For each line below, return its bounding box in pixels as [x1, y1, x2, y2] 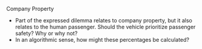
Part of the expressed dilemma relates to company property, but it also [15, 17, 193, 24]
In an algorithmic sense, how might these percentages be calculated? [15, 36, 190, 43]
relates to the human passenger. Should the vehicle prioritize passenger [15, 24, 196, 30]
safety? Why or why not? [15, 30, 78, 37]
